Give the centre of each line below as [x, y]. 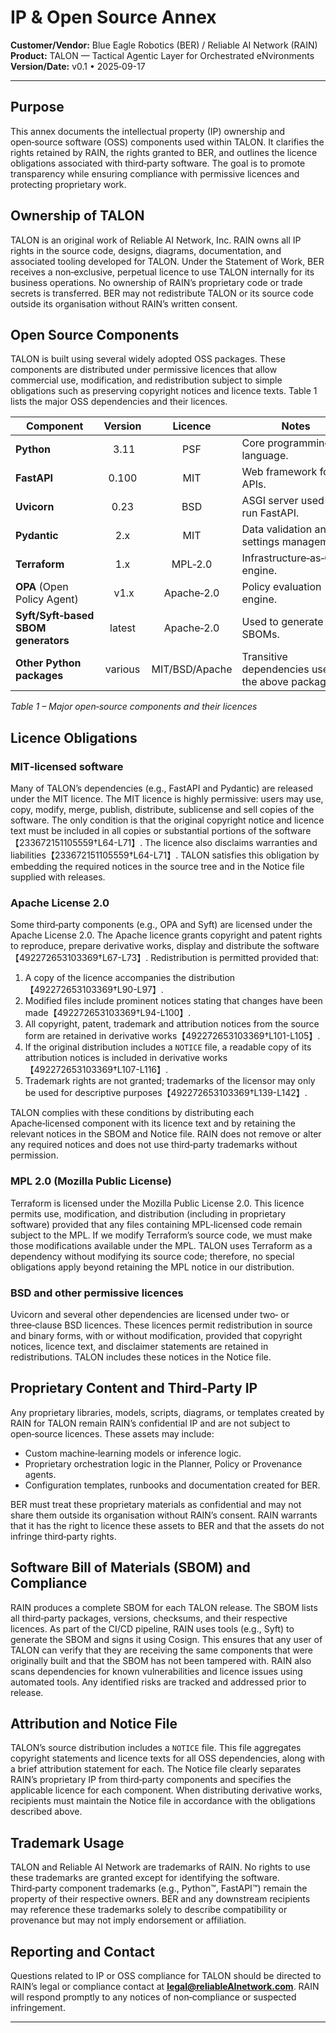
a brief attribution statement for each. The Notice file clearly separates [156, 1769]
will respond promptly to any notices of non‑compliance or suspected [153, 1997]
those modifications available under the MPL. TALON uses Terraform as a [161, 1245]
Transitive [264, 657]
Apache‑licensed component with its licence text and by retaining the [153, 1123]
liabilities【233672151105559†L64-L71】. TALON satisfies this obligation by [165, 855]
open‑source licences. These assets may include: [112, 1433]
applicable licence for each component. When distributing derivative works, [166, 1790]
